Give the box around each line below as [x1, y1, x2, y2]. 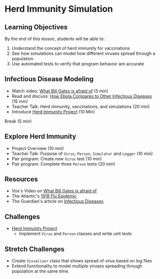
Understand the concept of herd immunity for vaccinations [11, 45, 130, 51]
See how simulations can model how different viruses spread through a [11, 50, 156, 56]
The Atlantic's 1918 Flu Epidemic [11, 193, 77, 199]
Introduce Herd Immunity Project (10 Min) [11, 108, 95, 114]
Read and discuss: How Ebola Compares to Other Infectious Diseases [11, 93, 152, 99]
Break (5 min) [4, 118, 32, 124]
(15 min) [11, 98, 28, 104]
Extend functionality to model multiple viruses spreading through [11, 263, 142, 269]
